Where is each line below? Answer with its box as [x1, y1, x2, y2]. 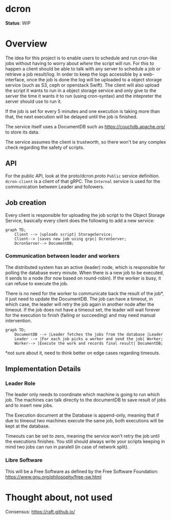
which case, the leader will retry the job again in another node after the [5, 301, 155, 307]
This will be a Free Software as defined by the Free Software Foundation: [5, 468, 159, 474]
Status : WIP [5, 20, 31, 26]
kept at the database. [5, 423, 50, 429]
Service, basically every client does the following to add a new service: [5, 217, 155, 223]
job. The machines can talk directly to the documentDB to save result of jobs [5, 397, 166, 403]
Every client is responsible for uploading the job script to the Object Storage [5, 212, 165, 218]
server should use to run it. [5, 98, 62, 104]
